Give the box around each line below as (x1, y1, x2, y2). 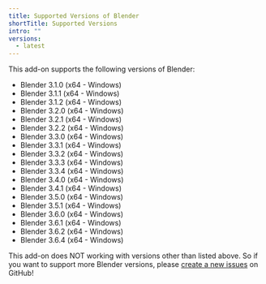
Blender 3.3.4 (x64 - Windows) (19, 166, 124, 176)
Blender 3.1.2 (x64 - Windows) (19, 97, 122, 107)
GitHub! (8, 269, 34, 278)
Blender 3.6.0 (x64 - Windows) (19, 209, 124, 219)
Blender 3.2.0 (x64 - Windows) (19, 106, 124, 116)
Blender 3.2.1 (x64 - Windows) (19, 114, 122, 124)
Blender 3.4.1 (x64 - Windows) (19, 183, 122, 193)
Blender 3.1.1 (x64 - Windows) (19, 88, 120, 98)
